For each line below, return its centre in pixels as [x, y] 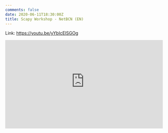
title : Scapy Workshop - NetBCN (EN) [44, 19]
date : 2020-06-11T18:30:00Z [34, 14]
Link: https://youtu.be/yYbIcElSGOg [42, 33]
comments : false [22, 10]
